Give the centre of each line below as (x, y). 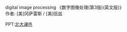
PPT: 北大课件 (19, 24)
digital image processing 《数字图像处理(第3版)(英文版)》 (65, 7)
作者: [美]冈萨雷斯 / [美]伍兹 (34, 13)
